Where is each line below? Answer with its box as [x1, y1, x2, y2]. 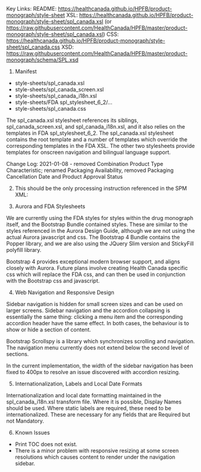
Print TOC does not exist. [14, 441, 78, 447]
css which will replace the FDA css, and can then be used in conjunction [6, 271, 185, 278]
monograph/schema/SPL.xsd [6, 57, 79, 63]
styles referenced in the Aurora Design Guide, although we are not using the [6, 227, 196, 234]
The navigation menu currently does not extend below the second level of [6, 344, 190, 351]
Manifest [14, 68, 37, 75]
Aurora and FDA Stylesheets [14, 203, 85, 210]
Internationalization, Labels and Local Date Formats [14, 380, 143, 387]
